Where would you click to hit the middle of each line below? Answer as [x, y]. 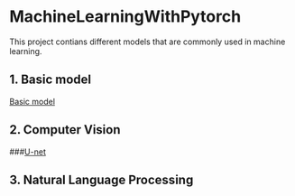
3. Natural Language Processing [101, 179]
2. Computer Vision [65, 130]
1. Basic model [51, 80]
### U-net [28, 152]
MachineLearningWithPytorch [125, 17]
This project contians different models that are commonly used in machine [147, 42]
